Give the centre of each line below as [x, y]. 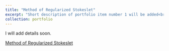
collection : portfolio [29, 19]
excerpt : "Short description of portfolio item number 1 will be [75, 14]
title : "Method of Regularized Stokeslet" [50, 10]
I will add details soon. [28, 33]
